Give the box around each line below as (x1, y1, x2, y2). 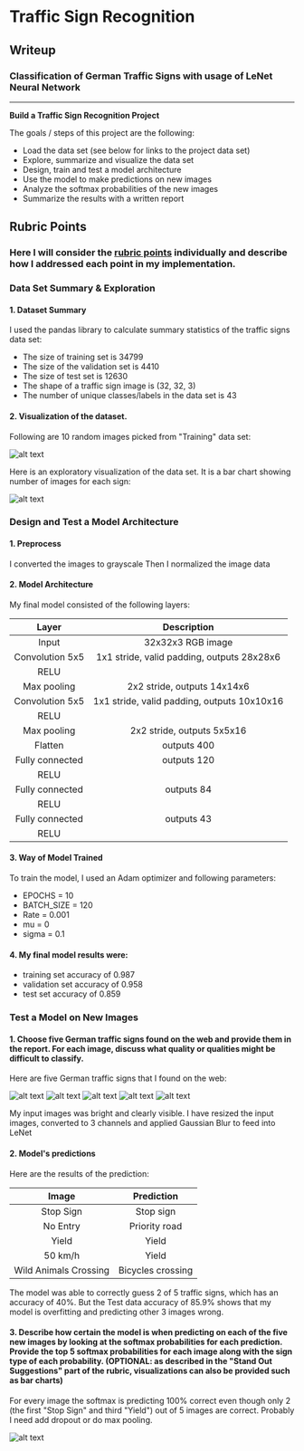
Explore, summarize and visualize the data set (22, 154, 195, 165)
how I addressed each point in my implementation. (9, 258, 236, 271)
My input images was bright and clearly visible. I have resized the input (9, 1108, 274, 1119)
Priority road (128, 1219, 183, 1232)
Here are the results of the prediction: (9, 1168, 149, 1179)
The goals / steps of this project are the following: (9, 127, 195, 138)
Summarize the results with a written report (22, 193, 185, 204)
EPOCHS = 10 (22, 890, 74, 902)
